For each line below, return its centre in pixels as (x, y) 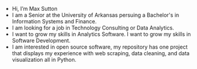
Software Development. (41, 40)
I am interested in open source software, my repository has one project (100, 47)
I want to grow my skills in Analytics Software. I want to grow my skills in (101, 34)
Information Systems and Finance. (54, 21)
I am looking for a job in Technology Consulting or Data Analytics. (93, 28)
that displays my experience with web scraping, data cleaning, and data (101, 53)
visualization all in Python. (44, 60)
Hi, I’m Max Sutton (35, 9)
